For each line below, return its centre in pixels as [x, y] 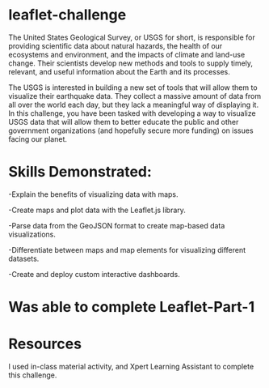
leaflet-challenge [67, 15]
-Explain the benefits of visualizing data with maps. [94, 194]
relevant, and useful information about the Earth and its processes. [119, 71]
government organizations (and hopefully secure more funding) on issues [131, 130]
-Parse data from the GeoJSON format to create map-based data [117, 225]
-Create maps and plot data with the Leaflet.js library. [97, 210]
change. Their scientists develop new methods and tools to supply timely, [130, 63]
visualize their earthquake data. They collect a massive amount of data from [134, 96]
